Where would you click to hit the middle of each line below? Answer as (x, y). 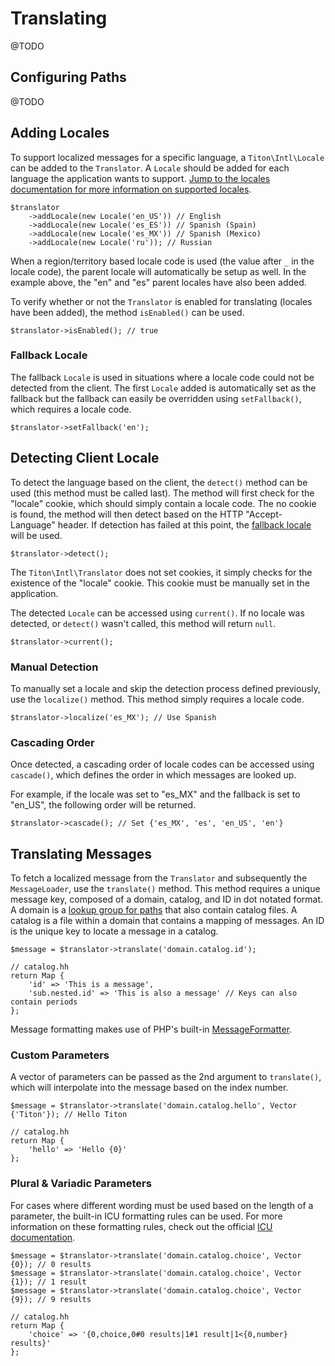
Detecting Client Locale (85, 458)
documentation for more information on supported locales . (131, 189)
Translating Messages (81, 853)
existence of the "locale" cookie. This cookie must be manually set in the (160, 583)
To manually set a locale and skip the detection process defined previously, (165, 688)
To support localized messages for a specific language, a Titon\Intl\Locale (167, 157)
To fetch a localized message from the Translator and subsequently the (159, 878)
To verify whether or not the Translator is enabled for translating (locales (161, 301)
